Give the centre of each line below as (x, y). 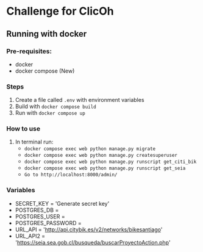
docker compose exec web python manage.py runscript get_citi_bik (110, 162)
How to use (23, 129)
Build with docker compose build (55, 106)
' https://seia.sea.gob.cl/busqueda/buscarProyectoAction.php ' (93, 242)
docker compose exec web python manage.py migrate (90, 149)
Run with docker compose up (50, 113)
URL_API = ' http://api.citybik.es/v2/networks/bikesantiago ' (89, 229)
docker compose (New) (45, 71)
